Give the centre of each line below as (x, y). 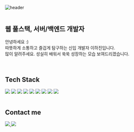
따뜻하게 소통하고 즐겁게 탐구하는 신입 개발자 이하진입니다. (60, 48)
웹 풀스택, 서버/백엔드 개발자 (45, 29)
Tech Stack (22, 80)
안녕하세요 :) (17, 42)
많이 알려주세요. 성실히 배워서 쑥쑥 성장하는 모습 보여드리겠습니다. (67, 54)
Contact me (23, 112)
